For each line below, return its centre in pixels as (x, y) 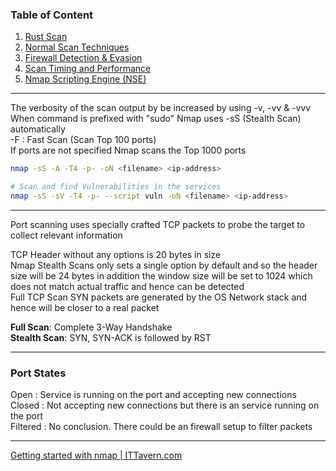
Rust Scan (46, 37)
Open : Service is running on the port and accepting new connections (153, 395)
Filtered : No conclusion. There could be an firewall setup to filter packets (161, 427)
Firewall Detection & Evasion (83, 58)
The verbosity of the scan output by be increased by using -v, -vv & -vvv (161, 108)
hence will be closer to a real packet (85, 307)
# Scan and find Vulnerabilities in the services (116, 187)
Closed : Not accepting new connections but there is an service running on (165, 405)
